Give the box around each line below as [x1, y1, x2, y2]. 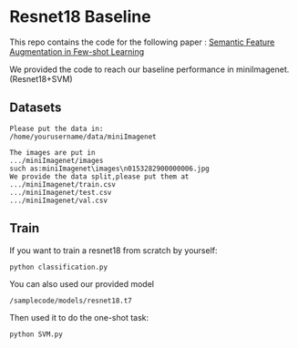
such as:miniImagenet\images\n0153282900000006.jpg [9, 164, 210, 173]
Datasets [9, 100, 62, 116]
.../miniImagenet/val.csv [9, 196, 108, 205]
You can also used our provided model [9, 278, 155, 289]
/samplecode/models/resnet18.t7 [9, 296, 132, 305]
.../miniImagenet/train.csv [9, 179, 117, 189]
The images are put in [9, 148, 96, 157]
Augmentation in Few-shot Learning [9, 46, 145, 56]
